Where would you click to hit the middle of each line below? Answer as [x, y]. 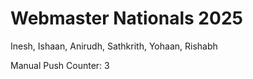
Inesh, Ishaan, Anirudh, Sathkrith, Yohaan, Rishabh [114, 46]
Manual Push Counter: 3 [60, 65]
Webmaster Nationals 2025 [126, 18]
